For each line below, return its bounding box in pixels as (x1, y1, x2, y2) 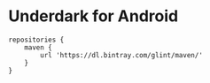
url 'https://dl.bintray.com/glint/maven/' (40, 50, 203, 59)
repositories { (8, 35, 65, 44)
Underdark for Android (8, 6, 179, 26)
